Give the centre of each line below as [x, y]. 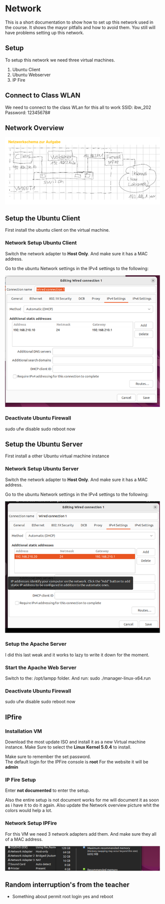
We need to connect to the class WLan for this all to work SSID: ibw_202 [78, 107]
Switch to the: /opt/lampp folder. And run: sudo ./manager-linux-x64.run [78, 678]
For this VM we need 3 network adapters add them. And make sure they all [81, 834]
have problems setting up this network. [45, 32]
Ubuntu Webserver [31, 75]
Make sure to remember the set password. [48, 756]
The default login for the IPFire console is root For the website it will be [77, 762]
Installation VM [24, 731]
